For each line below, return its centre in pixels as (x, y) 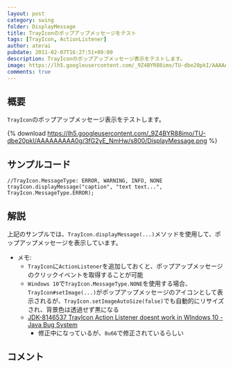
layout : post (26, 14)
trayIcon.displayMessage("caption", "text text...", (85, 187)
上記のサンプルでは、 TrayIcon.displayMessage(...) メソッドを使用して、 (111, 234)
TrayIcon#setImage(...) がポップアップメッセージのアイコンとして (122, 292)
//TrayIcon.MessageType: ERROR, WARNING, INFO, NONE (85, 181)
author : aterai (29, 46)
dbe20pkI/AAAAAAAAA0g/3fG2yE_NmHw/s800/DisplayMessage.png (107, 141)
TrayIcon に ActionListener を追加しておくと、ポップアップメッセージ (125, 266)
